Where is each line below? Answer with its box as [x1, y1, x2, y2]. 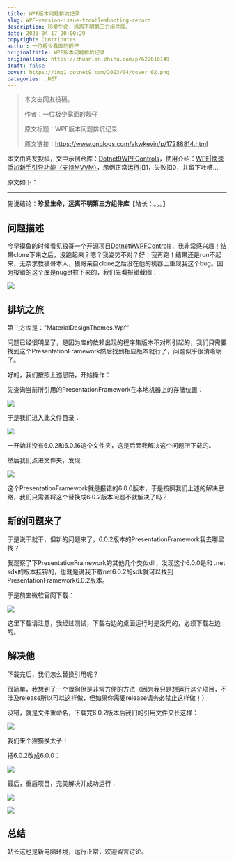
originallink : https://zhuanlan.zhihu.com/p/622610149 [7, 56, 170, 63]
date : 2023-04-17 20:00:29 [7, 29, 86, 37]
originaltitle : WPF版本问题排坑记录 [7, 50, 106, 57]
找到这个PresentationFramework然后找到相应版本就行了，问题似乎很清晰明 [7, 347, 223, 355]
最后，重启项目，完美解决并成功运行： [7, 779, 117, 787]
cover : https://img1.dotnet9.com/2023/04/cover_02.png [7, 68, 170, 75]
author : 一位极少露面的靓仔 [7, 43, 79, 50]
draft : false [7, 62, 45, 69]
